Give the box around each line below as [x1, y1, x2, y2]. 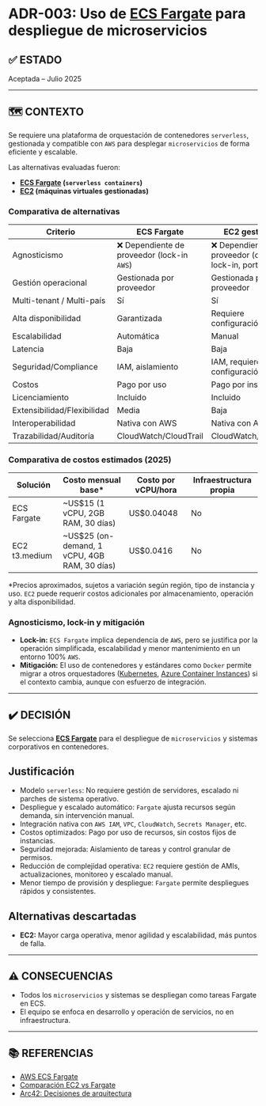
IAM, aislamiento [116, 362, 179, 373]
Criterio [46, 226, 76, 237]
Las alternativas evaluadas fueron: [8, 162, 120, 172]
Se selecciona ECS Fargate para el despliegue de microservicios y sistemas [8, 733, 258, 743]
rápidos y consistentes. [19, 887, 97, 896]
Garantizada [116, 313, 162, 324]
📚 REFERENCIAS [8, 1047, 93, 1060]
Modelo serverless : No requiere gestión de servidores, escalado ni [19, 786, 239, 795]
